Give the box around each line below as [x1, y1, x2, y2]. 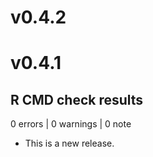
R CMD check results [10, 91, 144, 108]
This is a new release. [24, 137, 115, 150]
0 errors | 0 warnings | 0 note [10, 118, 132, 130]
